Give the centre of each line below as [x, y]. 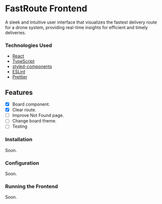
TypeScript [23, 61]
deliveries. [15, 32]
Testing [20, 126]
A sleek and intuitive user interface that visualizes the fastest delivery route [81, 22]
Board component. [31, 104]
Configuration [22, 163]
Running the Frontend [31, 186]
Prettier [20, 77]
